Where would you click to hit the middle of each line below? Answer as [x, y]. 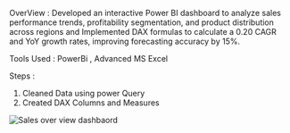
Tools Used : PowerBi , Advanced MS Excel [88, 58]
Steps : [22, 76]
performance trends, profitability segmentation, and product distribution [142, 22]
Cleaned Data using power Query [83, 93]
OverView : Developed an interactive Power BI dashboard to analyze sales [145, 13]
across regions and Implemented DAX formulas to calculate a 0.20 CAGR [143, 32]
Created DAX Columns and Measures [91, 103]
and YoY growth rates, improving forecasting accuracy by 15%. [125, 41]
